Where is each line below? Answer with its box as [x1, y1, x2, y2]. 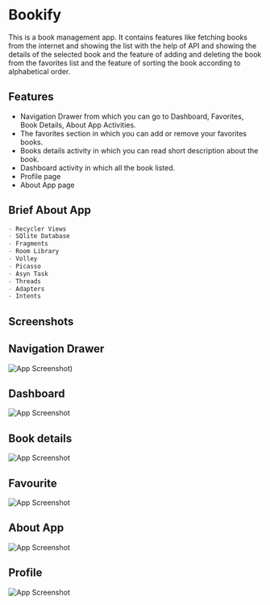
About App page [19, 180, 75, 190]
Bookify [8, 6, 62, 24]
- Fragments [8, 240, 48, 248]
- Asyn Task [8, 269, 48, 277]
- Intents [8, 292, 42, 300]
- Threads [8, 277, 42, 286]
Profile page [19, 171, 61, 181]
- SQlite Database [8, 232, 70, 240]
